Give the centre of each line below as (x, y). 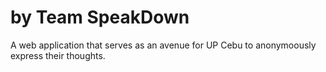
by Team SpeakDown (100, 17)
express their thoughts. (58, 55)
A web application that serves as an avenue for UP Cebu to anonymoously (163, 45)
